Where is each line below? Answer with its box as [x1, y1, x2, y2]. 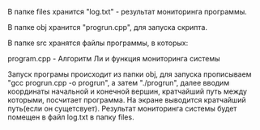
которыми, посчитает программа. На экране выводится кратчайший [7, 95, 246, 104]
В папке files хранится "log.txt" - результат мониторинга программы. [7, 7, 248, 16]
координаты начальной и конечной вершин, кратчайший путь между [7, 86, 248, 96]
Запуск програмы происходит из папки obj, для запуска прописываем [7, 69, 252, 79]
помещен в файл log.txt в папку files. [7, 112, 134, 122]
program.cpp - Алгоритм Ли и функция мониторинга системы [7, 54, 220, 63]
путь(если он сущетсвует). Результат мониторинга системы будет [7, 104, 237, 113]
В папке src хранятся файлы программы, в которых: [7, 38, 189, 48]
